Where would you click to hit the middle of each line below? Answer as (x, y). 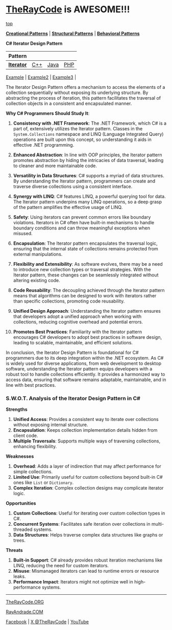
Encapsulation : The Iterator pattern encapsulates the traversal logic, (85, 243)
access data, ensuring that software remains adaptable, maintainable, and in (86, 380)
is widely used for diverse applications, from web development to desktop (84, 363)
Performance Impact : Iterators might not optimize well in (73, 582)
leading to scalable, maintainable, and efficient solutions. (73, 342)
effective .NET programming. (44, 145)
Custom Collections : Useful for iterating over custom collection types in (89, 513)
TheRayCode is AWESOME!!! (68, 9)
